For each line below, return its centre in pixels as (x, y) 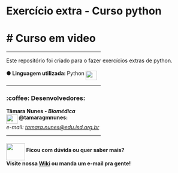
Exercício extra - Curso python (84, 11)
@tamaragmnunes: (43, 117)
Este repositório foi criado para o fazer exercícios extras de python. (89, 60)
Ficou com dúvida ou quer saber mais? (75, 150)
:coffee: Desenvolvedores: (46, 98)
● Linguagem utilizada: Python (46, 74)
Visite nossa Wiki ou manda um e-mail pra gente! (69, 163)
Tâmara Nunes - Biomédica (41, 111)
